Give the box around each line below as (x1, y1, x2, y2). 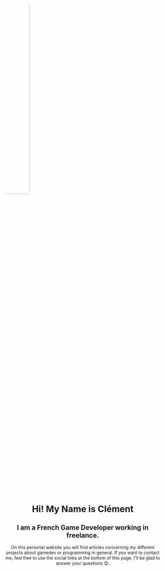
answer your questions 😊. (55, 561, 110, 566)
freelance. (66, 531, 100, 540)
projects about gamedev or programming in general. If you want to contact (6, 550, 160, 556)
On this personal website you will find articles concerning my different (10, 545, 155, 550)
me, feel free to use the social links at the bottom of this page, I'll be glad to (5, 555, 161, 561)
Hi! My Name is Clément (32, 504, 134, 515)
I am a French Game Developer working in (16, 523, 149, 532)
